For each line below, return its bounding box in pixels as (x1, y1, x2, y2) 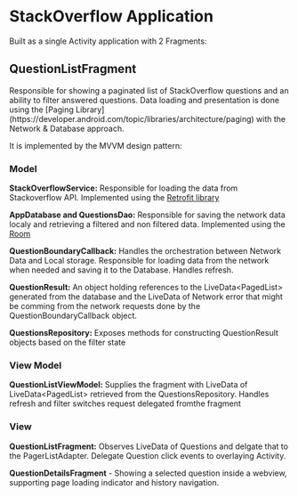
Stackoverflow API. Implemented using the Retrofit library (9, 192, 220, 203)
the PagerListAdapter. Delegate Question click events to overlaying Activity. (9, 450, 286, 460)
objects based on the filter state (9, 337, 126, 348)
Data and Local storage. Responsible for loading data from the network (9, 256, 270, 266)
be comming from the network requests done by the (9, 301, 201, 312)
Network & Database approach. (9, 123, 125, 134)
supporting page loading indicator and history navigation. (9, 477, 220, 487)
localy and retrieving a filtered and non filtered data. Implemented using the (9, 219, 286, 230)
